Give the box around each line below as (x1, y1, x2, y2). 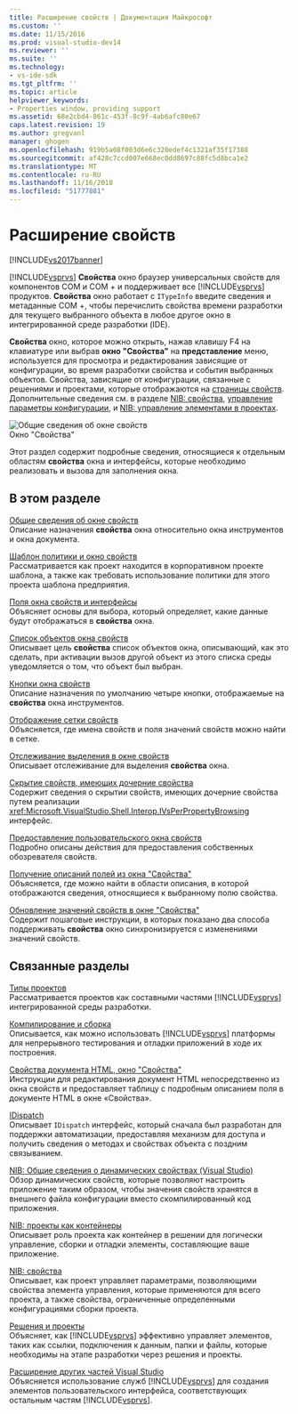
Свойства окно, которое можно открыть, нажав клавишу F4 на (9, 335, 251, 347)
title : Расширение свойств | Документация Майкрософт (9, 12, 213, 22)
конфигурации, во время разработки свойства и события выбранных (9, 364, 274, 375)
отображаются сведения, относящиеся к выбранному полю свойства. (9, 887, 278, 898)
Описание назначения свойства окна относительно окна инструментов (9, 524, 284, 535)
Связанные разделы (9, 958, 130, 974)
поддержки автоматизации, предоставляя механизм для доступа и (9, 1128, 266, 1139)
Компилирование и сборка (9, 1018, 112, 1029)
